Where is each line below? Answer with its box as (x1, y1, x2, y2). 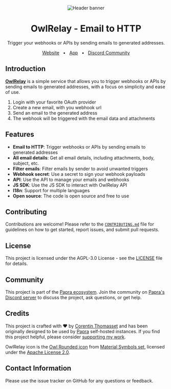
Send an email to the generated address (12, 110, 97, 116)
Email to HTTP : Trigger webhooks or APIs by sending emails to (12, 144, 146, 150)
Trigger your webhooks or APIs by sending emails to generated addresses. (7, 39, 165, 46)
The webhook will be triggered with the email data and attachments (12, 115, 155, 121)
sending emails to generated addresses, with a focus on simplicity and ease (5, 84, 165, 90)
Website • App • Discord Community (42, 49, 130, 56)
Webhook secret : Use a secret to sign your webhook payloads (12, 171, 145, 177)
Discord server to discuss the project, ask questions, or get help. (5, 295, 142, 300)
